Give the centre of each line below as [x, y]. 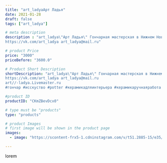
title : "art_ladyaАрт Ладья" [35, 10]
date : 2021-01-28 [23, 14]
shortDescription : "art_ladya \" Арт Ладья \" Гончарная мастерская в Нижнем [84, 74]
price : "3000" [20, 55]
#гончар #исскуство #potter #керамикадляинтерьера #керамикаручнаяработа [83, 87]
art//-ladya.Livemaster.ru [33, 83]
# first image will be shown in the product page [58, 128]
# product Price [22, 51]
